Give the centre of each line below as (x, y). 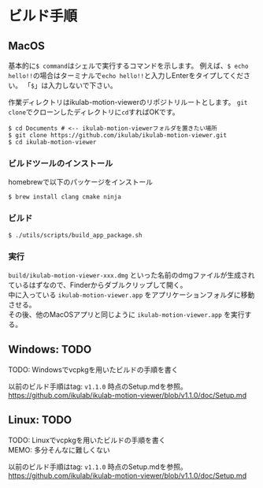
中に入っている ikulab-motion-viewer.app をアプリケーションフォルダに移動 (131, 294)
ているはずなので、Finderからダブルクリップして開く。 (98, 285)
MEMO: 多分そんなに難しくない (59, 449)
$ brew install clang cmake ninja (65, 197)
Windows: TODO (50, 350)
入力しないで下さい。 (83, 85)
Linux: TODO (40, 420)
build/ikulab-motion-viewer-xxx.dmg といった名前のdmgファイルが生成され (131, 275)
